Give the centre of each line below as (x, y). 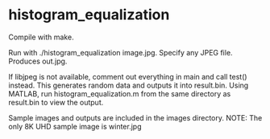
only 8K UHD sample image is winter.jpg (75, 126)
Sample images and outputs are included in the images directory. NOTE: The (135, 117)
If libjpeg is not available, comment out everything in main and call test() (128, 76)
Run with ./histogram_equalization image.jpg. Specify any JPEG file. (120, 52)
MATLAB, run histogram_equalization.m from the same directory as (120, 93)
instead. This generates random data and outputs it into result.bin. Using (129, 85)
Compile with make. (41, 37)
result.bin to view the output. (56, 102)
